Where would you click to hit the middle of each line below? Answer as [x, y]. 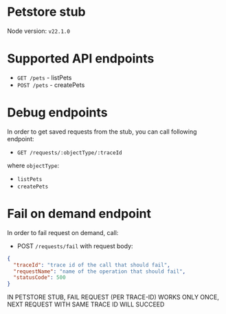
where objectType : [33, 165]
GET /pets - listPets [44, 77]
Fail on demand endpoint [79, 214]
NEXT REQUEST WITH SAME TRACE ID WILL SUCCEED [86, 304]
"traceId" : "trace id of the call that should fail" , [92, 265]
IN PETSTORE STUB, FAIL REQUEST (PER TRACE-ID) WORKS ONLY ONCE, [113, 297]
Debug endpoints [57, 113]
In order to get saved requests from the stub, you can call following [102, 132]
